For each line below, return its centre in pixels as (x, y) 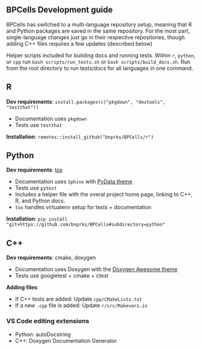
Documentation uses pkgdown (51, 118)
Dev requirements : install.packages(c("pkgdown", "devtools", (86, 101)
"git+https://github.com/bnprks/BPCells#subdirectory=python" (86, 225)
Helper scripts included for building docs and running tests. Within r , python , (101, 55)
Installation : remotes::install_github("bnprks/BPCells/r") (80, 136)
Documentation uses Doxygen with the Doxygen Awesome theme (96, 269)
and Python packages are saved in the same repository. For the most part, (98, 31)
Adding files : (23, 287)
